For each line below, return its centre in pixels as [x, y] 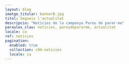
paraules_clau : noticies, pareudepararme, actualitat [61, 27]
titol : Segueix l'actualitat [34, 18]
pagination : [17, 41]
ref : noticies [19, 37]
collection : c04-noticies [36, 50]
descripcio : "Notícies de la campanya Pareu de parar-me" [65, 23]
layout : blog [18, 9]
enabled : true [24, 45]
